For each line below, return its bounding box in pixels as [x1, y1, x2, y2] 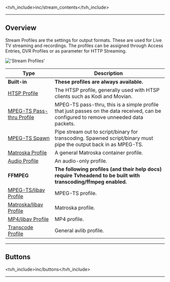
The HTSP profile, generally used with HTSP [55, 86, 160, 93]
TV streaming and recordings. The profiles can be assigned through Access [5, 43, 163, 49]
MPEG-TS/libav [8, 186, 46, 193]
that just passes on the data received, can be [55, 107, 161, 114]
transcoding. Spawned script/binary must [55, 134, 153, 141]
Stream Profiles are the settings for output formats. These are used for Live [5, 37, 162, 43]
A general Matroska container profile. [55, 149, 143, 156]
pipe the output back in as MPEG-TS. [55, 141, 143, 148]
